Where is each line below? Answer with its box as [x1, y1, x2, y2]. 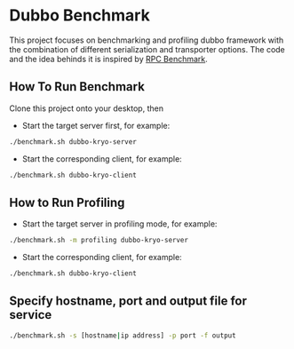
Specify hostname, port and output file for [9, 294, 247, 309]
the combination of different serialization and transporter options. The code [9, 44, 286, 54]
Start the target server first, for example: [21, 120, 171, 131]
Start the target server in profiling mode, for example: [21, 218, 218, 229]
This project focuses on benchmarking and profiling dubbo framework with [9, 35, 284, 45]
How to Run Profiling [9, 194, 125, 210]
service [9, 307, 52, 322]
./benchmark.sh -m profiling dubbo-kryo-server [9, 236, 189, 245]
